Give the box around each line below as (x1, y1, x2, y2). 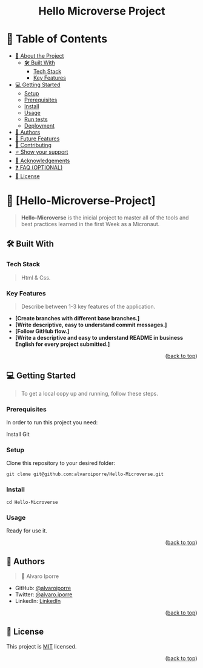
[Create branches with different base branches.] (15, 315, 140, 322)
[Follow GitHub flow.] (15, 328, 70, 335)
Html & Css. (21, 274, 51, 281)
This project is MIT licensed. (6, 642, 77, 650)
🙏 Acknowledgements (15, 157, 70, 165)
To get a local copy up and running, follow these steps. (21, 390, 159, 397)
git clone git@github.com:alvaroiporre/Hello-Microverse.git (6, 471, 164, 478)
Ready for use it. (6, 527, 47, 534)
